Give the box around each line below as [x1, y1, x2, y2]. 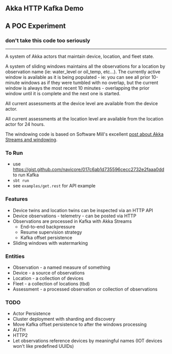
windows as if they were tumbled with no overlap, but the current [20, 79, 159, 86]
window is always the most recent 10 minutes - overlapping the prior [5, 85, 150, 91]
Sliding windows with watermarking [12, 240, 88, 246]
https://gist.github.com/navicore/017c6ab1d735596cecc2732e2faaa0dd [12, 166, 165, 173]
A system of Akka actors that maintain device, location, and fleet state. [5, 53, 155, 59]
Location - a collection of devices [12, 275, 83, 281]
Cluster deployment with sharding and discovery [12, 316, 115, 322]
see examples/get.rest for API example [12, 183, 96, 189]
